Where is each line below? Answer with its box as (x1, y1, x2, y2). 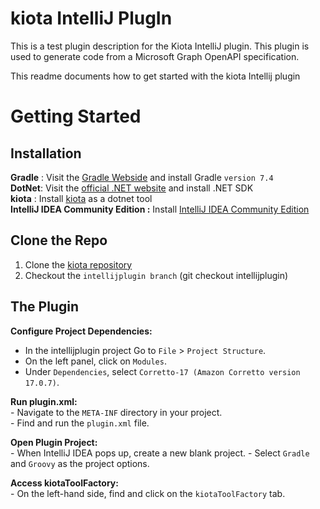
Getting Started (10, 105, 142, 128)
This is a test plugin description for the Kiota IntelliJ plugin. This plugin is (10, 40, 310, 52)
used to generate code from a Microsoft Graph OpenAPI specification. (10, 50, 300, 62)
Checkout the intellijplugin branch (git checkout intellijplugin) (24, 269, 289, 281)
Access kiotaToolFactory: (10, 477, 119, 489)
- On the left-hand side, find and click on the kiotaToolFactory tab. (10, 487, 286, 499)
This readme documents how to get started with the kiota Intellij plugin (10, 70, 301, 82)
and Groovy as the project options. (10, 457, 150, 469)
